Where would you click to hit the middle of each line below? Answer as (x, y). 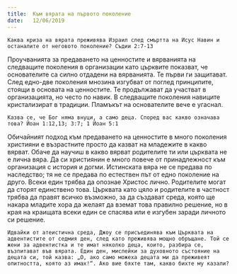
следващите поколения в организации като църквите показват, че (108, 67)
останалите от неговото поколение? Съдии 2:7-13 (80, 46)
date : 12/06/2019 (36, 21)
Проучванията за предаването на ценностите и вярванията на (102, 59)
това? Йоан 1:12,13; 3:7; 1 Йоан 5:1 (63, 124)
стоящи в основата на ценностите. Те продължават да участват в (107, 89)
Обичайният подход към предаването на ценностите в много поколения (117, 137)
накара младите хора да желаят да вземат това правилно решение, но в (117, 204)
